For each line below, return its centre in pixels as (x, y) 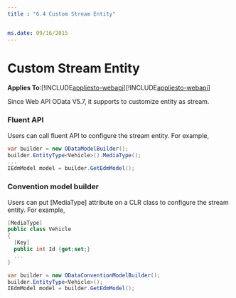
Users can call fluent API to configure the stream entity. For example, (108, 135)
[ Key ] (22, 243)
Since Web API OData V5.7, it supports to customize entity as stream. (108, 102)
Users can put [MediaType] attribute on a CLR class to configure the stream (118, 202)
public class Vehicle (39, 229)
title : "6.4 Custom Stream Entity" (61, 14)
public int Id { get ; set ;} (52, 250)
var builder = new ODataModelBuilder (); (68, 149)
